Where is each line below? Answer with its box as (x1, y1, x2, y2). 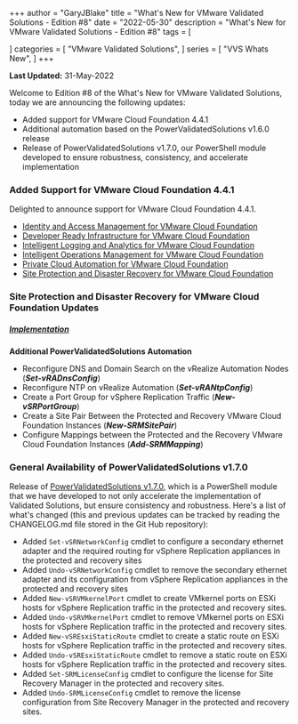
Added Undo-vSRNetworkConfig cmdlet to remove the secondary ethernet (21, 565, 287, 575)
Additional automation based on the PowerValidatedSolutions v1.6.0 (21, 124, 270, 134)
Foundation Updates (9, 302, 100, 314)
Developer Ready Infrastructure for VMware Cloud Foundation (21, 230, 251, 241)
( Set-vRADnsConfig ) (21, 373, 101, 383)
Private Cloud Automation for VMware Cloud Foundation (21, 259, 229, 269)
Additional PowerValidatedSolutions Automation (9, 346, 193, 357)
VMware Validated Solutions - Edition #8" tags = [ (9, 27, 191, 36)
